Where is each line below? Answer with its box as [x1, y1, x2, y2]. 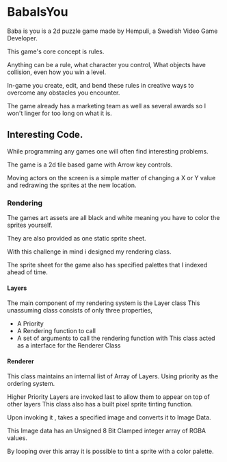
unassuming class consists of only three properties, [7, 306, 152, 315]
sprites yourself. [7, 221, 53, 230]
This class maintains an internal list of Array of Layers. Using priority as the [7, 372, 219, 380]
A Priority [16, 319, 44, 328]
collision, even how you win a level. [7, 68, 107, 76]
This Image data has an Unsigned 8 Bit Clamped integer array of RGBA [7, 426, 206, 435]
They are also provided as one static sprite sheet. [7, 234, 146, 243]
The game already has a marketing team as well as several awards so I [7, 101, 206, 110]
